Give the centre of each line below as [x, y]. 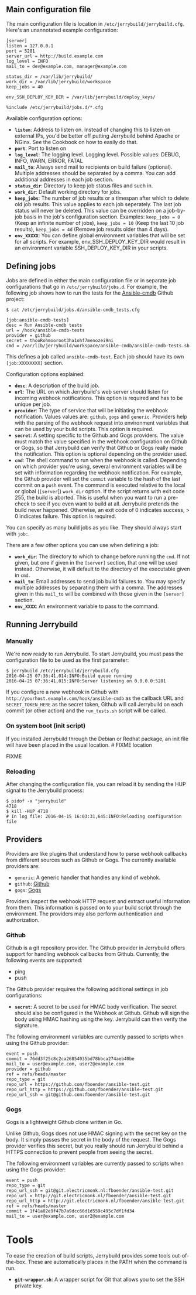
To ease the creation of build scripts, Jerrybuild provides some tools [88, 1256]
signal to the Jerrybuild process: [45, 790]
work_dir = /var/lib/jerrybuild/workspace [59, 81]
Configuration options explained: [45, 374]
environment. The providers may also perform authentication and [85, 914]
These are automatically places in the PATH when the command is [107, 1262]
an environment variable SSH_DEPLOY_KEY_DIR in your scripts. [91, 248]
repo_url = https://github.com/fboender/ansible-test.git [78, 1085]
